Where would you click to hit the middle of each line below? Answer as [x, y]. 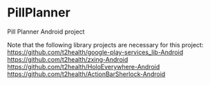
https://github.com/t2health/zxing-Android [68, 59]
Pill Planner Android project [46, 32]
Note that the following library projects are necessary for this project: [105, 45]
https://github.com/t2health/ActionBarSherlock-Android [86, 74]
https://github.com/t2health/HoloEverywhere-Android [84, 66]
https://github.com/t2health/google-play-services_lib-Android [95, 52]
